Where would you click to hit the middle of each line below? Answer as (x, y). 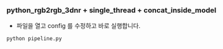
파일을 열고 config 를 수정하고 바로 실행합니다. (79, 26)
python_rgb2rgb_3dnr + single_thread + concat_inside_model (111, 10)
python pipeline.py (34, 39)
